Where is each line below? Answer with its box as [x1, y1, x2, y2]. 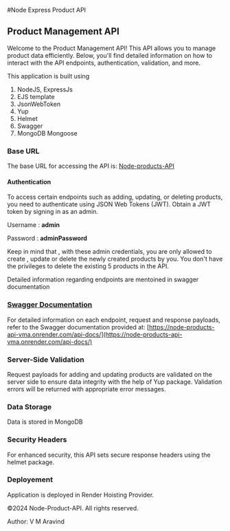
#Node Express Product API [7, 6, 87, 14]
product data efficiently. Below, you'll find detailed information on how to [7, 51, 213, 59]
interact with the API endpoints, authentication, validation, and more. [7, 58, 201, 67]
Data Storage [7, 402, 52, 411]
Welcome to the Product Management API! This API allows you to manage [7, 44, 216, 52]
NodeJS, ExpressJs [16, 85, 73, 94]
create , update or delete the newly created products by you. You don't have [7, 254, 223, 263]
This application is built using [7, 72, 90, 80]
